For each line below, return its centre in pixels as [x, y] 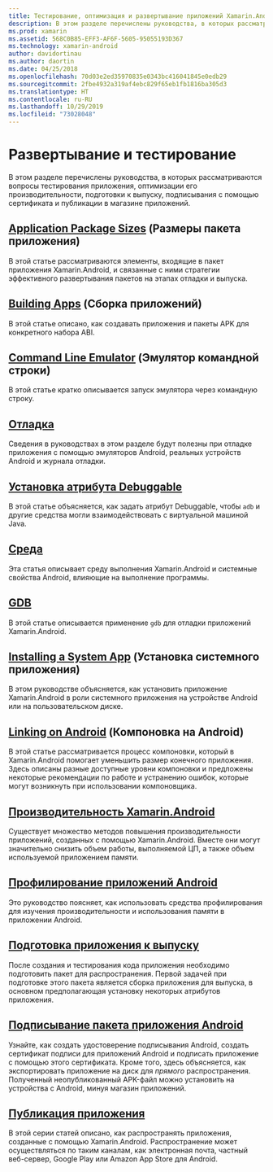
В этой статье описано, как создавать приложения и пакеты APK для [129, 323]
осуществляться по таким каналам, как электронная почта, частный [128, 1150]
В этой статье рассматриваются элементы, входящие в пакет [116, 260]
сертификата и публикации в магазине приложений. [100, 203]
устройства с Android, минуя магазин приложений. [97, 1088]
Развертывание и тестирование [123, 155]
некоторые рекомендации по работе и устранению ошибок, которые [129, 777]
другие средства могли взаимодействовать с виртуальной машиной [128, 515]
